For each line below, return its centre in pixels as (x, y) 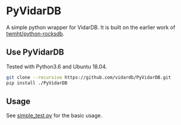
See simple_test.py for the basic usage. (54, 116)
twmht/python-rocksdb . (35, 33)
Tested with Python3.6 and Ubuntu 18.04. (57, 66)
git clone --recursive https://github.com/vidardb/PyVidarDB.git (88, 77)
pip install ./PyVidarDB (37, 83)
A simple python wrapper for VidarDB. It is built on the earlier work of (91, 27)
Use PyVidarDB (35, 52)
